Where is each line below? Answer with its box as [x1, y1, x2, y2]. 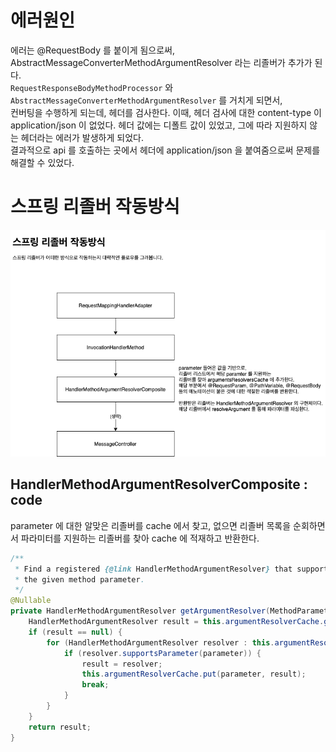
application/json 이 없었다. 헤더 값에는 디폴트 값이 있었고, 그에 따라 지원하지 [10, 119, 308, 131]
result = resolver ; [81, 659, 163, 669]
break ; [81, 680, 110, 690]
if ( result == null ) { [28, 627, 123, 637]
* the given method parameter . [14, 574, 145, 585]
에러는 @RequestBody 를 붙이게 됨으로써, [10, 44, 175, 56]
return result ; [28, 722, 92, 732]
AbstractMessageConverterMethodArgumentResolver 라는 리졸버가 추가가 [10, 56, 313, 68]
